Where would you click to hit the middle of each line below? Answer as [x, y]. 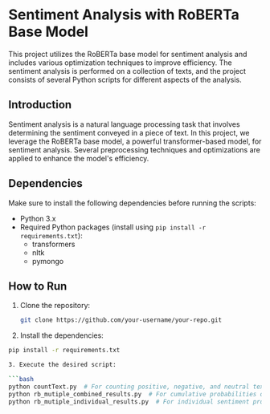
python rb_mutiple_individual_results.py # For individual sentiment [129, 402]
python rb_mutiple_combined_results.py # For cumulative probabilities [133, 394]
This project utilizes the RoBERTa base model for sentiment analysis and [128, 54]
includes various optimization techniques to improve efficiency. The [120, 63]
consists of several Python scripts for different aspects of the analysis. [125, 79]
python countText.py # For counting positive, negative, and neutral [129, 387]
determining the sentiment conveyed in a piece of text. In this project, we [129, 132]
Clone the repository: [55, 306]
